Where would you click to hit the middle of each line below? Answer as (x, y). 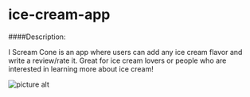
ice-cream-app (59, 15)
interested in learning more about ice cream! (81, 68)
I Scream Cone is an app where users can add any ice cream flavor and (125, 52)
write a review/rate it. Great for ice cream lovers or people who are (117, 60)
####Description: (37, 37)
